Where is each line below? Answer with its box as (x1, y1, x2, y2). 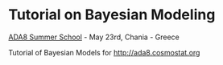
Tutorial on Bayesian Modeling (8, 6, 216, 24)
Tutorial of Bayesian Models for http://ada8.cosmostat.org (8, 47, 200, 57)
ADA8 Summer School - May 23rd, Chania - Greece (8, 32, 180, 42)
